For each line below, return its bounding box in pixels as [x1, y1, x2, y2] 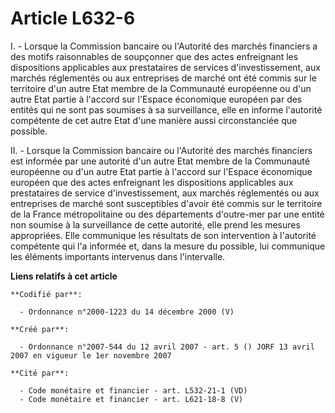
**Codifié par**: [10, 289, 83, 299]
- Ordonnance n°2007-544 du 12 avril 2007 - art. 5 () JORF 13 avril [19, 342, 315, 352]
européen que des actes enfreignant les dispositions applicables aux [10, 176, 294, 188]
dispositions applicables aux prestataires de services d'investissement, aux [10, 61, 321, 73]
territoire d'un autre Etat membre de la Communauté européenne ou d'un [10, 82, 312, 94]
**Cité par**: [10, 368, 70, 378]
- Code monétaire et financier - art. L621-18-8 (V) [19, 394, 244, 404]
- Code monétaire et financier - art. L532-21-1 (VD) [19, 385, 248, 396]
